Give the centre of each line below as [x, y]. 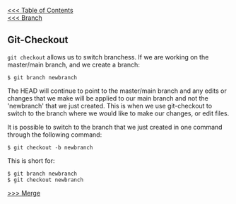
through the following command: [55, 135]
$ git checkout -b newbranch [50, 147]
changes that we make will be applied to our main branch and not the [108, 98]
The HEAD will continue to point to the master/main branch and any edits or [117, 91]
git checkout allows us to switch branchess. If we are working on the [108, 57]
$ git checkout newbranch [45, 180]
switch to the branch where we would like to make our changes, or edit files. [118, 113]
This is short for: [31, 160]
